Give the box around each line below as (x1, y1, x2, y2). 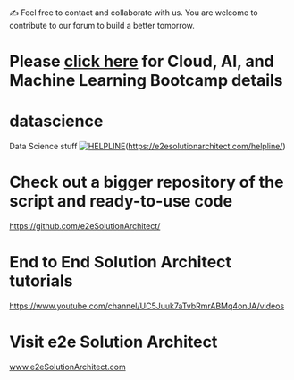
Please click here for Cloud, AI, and (9, 52, 274, 72)
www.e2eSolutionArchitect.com (9, 361, 127, 372)
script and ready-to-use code (9, 191, 233, 212)
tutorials (9, 271, 73, 291)
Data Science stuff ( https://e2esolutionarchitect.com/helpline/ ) (9, 141, 286, 152)
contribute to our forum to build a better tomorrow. (9, 21, 195, 30)
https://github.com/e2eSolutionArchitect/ (9, 221, 161, 232)
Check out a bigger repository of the (9, 173, 284, 192)
